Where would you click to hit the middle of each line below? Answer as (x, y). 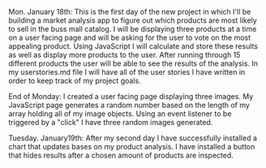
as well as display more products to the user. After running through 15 (124, 55)
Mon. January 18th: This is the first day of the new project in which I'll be (130, 12)
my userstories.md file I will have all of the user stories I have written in (127, 72)
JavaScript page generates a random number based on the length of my (129, 105)
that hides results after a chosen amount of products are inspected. (121, 155)
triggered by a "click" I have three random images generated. (111, 122)
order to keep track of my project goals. (75, 81)
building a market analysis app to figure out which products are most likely (133, 20)
